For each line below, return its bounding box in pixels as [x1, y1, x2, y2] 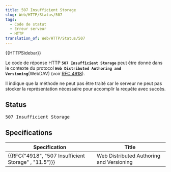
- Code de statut [10, 21, 47, 27]
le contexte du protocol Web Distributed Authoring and [5, 65, 121, 71]
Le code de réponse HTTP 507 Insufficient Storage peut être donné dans [5, 60, 163, 66]
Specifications [5, 128, 52, 137]
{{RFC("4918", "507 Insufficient [8, 152, 85, 159]
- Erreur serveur [10, 26, 47, 32]
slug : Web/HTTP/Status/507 [5, 12, 63, 17]
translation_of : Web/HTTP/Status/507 [5, 36, 85, 41]
